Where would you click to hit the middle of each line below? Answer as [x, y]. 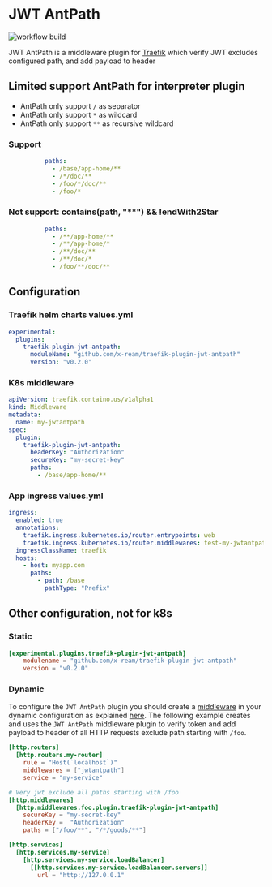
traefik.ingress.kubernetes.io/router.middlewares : [112, 543]
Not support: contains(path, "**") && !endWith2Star [113, 212]
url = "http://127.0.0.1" [81, 875]
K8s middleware [41, 382]
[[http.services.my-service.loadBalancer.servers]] [119, 868]
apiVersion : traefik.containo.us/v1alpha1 [81, 400]
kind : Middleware [38, 407]
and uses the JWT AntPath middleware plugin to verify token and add [122, 724]
